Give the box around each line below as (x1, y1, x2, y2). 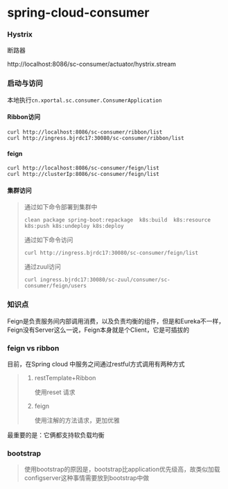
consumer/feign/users (24, 283, 87, 290)
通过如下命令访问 (24, 235, 73, 244)
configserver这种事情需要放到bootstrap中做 (24, 474, 150, 482)
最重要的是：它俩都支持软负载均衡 (7, 431, 105, 439)
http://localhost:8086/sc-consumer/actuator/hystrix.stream (7, 60, 177, 69)
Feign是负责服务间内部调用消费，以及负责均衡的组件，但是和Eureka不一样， (7, 317, 225, 325)
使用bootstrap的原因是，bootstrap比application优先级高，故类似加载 (24, 465, 220, 474)
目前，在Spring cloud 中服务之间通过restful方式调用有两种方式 (7, 359, 185, 368)
